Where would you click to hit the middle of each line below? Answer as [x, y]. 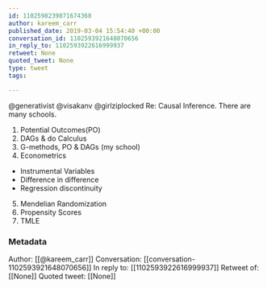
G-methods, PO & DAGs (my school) [80, 146]
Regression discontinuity [61, 188]
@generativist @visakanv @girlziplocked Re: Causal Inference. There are [130, 105]
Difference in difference [59, 179]
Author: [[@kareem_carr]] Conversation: [75, 259]
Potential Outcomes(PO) [60, 130]
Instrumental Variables [57, 171]
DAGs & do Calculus [53, 138]
